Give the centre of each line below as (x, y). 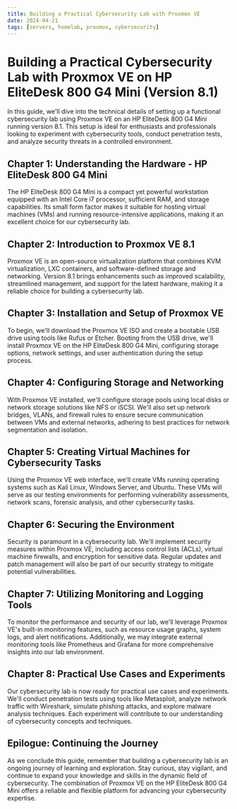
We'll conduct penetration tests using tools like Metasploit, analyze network (117, 698)
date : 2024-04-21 (33, 20)
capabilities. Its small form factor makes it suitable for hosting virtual (107, 207)
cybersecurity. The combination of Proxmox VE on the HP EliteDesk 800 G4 (117, 783)
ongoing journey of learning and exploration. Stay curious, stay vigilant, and (117, 768)
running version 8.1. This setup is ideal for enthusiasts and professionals (112, 126)
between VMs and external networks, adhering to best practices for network (119, 422)
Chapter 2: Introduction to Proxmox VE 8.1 (101, 244)
